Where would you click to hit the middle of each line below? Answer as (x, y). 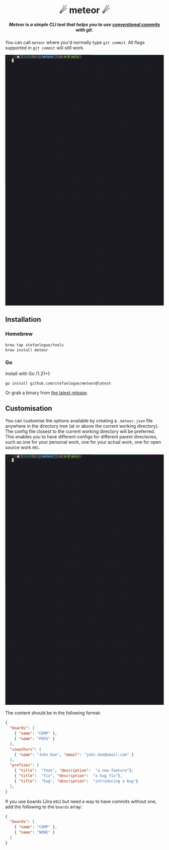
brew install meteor (27, 350)
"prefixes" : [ (24, 765)
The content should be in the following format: (53, 713)
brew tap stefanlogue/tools (35, 345)
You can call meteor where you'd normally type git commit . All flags (75, 43)
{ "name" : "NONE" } (35, 832)
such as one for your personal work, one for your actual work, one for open (83, 442)
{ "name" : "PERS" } (35, 738)
